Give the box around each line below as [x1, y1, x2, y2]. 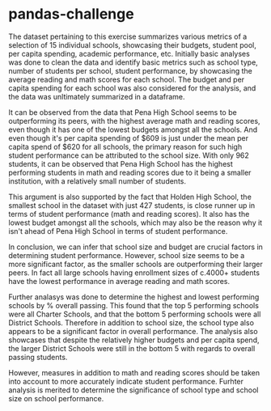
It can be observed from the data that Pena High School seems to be [8, 107, 237, 117]
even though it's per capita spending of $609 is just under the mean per [8, 133, 249, 142]
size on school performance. [8, 393, 104, 403]
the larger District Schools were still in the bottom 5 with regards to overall [8, 343, 256, 353]
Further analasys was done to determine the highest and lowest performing [8, 292, 260, 302]
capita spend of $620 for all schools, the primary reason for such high [8, 142, 243, 151]
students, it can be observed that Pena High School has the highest [8, 159, 233, 168]
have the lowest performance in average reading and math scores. [8, 276, 231, 286]
